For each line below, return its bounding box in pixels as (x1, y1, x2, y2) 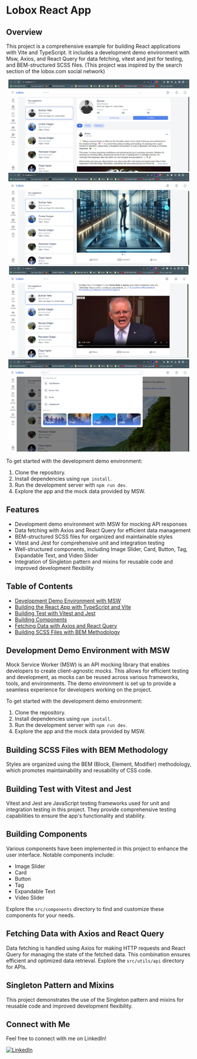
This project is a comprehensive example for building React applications (6, 42, 181, 50)
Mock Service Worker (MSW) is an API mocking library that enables (6, 661, 170, 668)
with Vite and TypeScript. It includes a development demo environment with (6, 49, 190, 56)
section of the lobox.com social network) (6, 68, 105, 74)
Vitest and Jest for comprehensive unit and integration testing (14, 539, 165, 546)
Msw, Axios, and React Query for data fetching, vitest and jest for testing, (6, 55, 183, 62)
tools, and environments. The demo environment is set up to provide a (6, 680, 176, 687)
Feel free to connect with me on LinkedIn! (6, 1035, 107, 1042)
